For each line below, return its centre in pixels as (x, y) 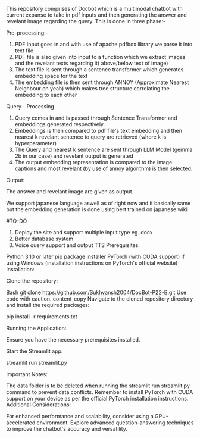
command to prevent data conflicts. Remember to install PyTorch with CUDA (100, 392)
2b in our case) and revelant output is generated (74, 156)
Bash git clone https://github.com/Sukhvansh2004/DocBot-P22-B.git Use (96, 292)
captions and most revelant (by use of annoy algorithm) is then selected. (104, 168)
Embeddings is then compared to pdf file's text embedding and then (99, 131)
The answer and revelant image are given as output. (70, 192)
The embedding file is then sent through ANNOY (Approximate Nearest (102, 82)
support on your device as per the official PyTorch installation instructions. (97, 398)
